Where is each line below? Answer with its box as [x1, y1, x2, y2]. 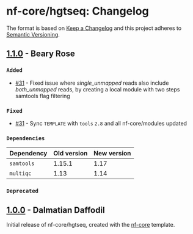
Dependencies [6, 135, 45, 141]
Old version [53, 149, 88, 158]
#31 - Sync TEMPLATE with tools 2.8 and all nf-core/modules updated [15, 119, 188, 127]
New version [93, 149, 131, 158]
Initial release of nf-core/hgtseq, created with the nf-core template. [6, 221, 175, 228]
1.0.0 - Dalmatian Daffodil [6, 205, 105, 215]
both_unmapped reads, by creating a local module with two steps [15, 85, 180, 93]
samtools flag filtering [15, 92, 70, 99]
